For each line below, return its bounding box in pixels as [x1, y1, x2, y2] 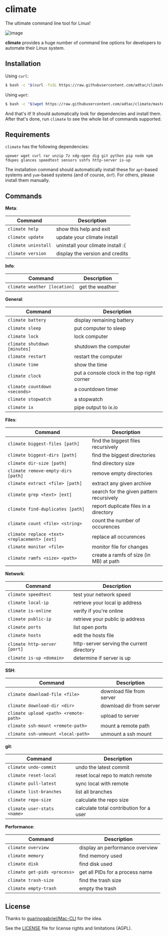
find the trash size [79, 877, 121, 884]
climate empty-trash [7, 886, 56, 891]
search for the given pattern [91, 488, 157, 495]
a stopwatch [74, 396, 103, 403]
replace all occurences [91, 534, 146, 541]
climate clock [7, 373, 41, 379]
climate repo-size [7, 797, 51, 803]
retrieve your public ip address [73, 615, 145, 622]
